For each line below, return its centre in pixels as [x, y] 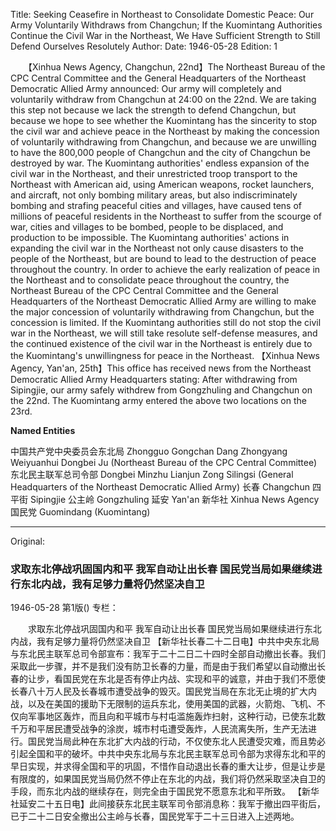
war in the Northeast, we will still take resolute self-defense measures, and [164, 333]
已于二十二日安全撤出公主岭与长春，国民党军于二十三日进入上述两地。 [155, 816]
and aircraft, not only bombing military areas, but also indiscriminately [154, 195]
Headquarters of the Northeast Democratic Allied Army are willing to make [163, 301]
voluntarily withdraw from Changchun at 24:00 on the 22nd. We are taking [163, 99]
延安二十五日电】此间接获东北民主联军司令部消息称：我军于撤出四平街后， [172, 804]
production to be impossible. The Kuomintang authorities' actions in [150, 237]
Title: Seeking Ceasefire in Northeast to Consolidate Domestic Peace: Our [162, 14]
